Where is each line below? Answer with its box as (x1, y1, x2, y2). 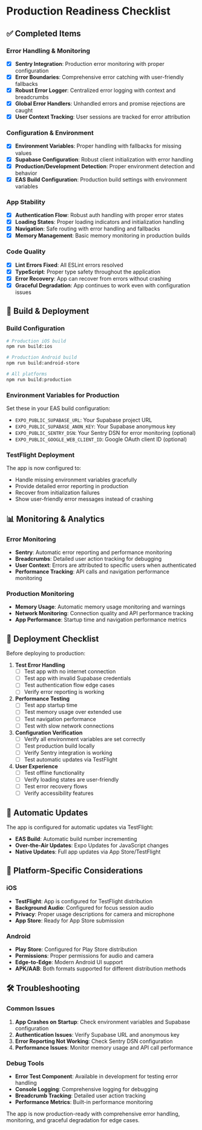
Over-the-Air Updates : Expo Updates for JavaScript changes (15, 841, 169, 849)
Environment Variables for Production (6, 391, 120, 399)
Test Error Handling (15, 661, 65, 669)
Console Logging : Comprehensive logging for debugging (15, 1085, 158, 1092)
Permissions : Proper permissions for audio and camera (15, 952, 154, 959)
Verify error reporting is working (24, 688, 105, 696)
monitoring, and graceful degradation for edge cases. (6, 1116, 140, 1123)
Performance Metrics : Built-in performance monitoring (15, 1098, 153, 1105)
